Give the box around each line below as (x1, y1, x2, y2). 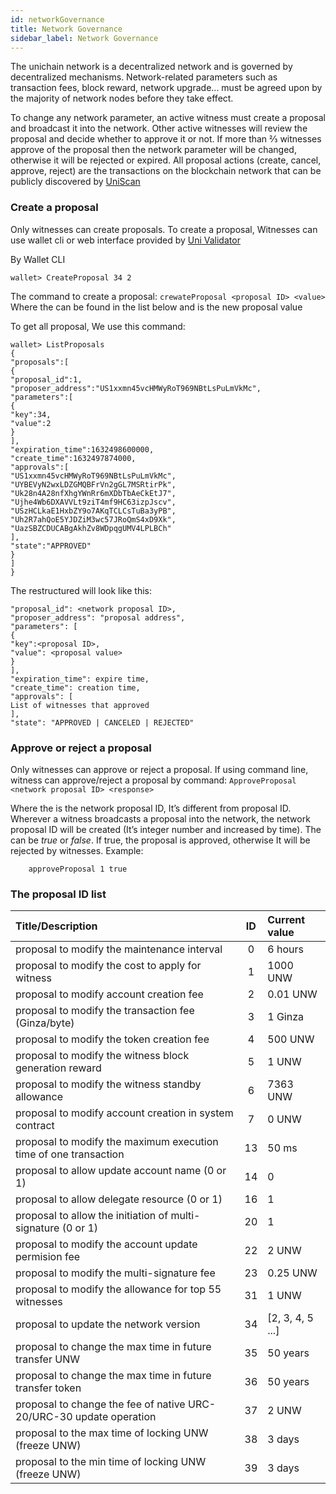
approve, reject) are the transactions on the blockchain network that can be (10, 165, 322, 177)
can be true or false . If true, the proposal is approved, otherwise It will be (10, 834, 311, 846)
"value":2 (10, 418, 52, 428)
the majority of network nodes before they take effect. (10, 92, 234, 105)
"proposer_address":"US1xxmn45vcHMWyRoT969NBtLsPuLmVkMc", (10, 383, 262, 393)
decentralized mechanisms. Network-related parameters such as (10, 71, 278, 83)
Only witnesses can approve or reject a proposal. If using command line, (10, 763, 309, 775)
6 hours (267, 942, 304, 956)
